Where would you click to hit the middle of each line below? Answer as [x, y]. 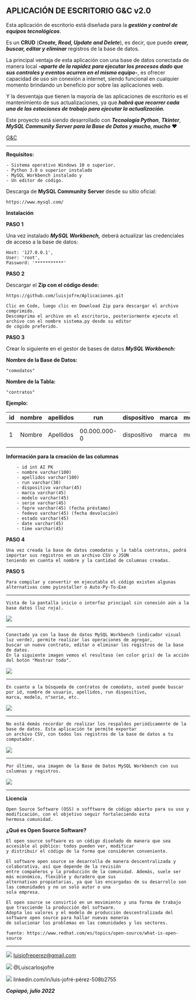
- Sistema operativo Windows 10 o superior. [61, 165]
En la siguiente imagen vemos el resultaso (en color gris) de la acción [98, 655]
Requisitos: [20, 154]
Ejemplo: [17, 403]
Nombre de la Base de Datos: [42, 360]
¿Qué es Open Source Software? [46, 830]
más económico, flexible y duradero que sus [61, 877]
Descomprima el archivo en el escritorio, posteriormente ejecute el [92, 316]
